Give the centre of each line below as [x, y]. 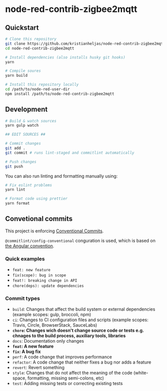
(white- [141, 373]
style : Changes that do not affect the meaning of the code [72, 373]
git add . [15, 148]
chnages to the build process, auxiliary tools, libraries [69, 336]
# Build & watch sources [31, 121]
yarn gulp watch [22, 126]
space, [19, 378]
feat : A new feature [33, 346]
